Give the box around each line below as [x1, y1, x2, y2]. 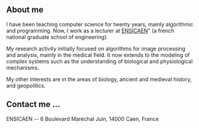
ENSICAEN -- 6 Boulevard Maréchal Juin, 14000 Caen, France [6, 115, 160, 122]
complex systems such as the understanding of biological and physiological [6, 57, 193, 65]
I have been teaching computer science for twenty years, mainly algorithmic [6, 20, 194, 28]
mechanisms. [6, 64, 39, 71]
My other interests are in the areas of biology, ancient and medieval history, [6, 75, 192, 83]
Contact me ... [6, 99, 61, 109]
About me [6, 5, 44, 15]
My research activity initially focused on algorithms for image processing [6, 45, 186, 52]
